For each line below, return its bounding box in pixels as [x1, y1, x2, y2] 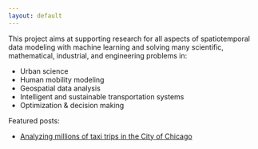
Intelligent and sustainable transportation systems [19, 91, 185, 101]
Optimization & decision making [19, 100, 125, 110]
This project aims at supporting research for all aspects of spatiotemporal [8, 34, 250, 43]
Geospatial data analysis [19, 83, 101, 93]
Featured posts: [8, 115, 60, 125]
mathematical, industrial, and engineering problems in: [8, 50, 188, 60]
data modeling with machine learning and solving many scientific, [8, 42, 224, 52]
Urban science [19, 66, 69, 76]
